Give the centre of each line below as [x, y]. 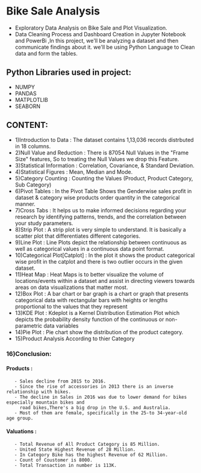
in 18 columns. [33, 146]
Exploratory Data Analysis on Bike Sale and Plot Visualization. [91, 28]
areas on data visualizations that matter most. [71, 287]
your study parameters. [44, 223]
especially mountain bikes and [45, 402]
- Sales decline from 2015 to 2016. [60, 381]
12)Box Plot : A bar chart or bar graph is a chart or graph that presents [102, 293]
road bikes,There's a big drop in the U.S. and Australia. [95, 408]
